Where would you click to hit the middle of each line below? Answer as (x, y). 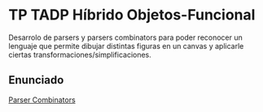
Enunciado (36, 80)
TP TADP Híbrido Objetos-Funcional (132, 15)
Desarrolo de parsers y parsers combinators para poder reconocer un (125, 37)
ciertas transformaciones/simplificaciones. (80, 54)
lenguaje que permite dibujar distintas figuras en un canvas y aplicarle (126, 45)
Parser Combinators (42, 100)
